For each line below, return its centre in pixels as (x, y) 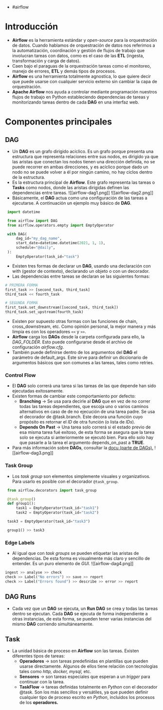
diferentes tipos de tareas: (38, 656)
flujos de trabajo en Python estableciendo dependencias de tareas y (81, 97)
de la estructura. (28, 177)
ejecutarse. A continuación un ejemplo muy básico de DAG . (72, 203)
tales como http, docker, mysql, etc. (55, 672)
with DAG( (17, 234)
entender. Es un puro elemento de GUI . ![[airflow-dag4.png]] (73, 564)
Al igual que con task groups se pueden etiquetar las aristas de (75, 553)
